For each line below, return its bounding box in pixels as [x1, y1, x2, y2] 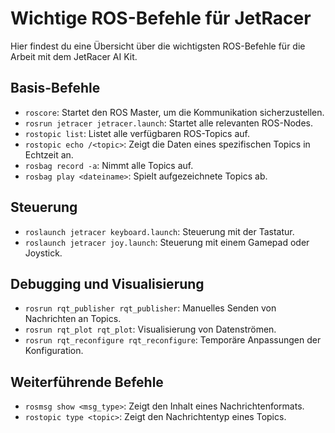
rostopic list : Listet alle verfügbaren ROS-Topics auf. [24, 127, 250, 139]
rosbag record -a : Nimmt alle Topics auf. [24, 159, 194, 171]
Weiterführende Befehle [10, 373, 164, 391]
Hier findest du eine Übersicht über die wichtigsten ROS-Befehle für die [10, 40, 306, 52]
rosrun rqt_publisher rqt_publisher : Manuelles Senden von [24, 302, 277, 314]
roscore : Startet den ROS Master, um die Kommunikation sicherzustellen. [24, 106, 325, 118]
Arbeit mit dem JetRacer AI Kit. [10, 50, 138, 62]
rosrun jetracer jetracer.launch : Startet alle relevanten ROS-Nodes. [24, 117, 313, 129]
